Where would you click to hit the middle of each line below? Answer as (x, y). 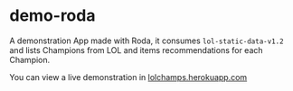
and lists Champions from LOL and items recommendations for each (137, 50)
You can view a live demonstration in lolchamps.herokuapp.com (128, 77)
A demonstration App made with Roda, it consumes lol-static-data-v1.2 (146, 41)
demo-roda (52, 16)
